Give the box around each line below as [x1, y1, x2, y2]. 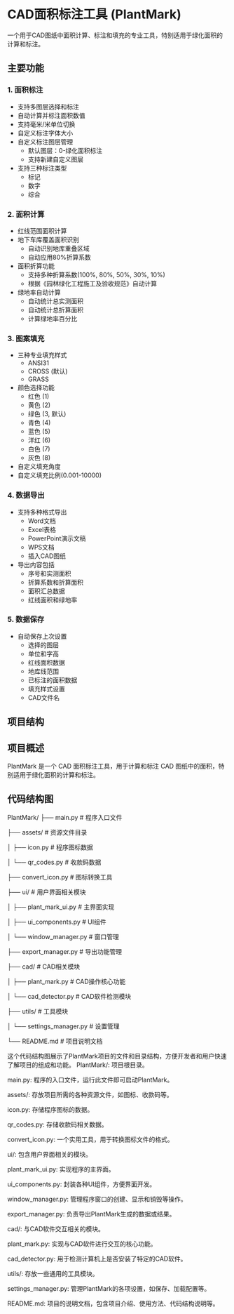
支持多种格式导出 [17, 507, 67, 516]
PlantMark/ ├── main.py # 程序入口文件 [7, 813, 123, 821]
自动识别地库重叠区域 [27, 244, 90, 253]
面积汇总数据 [27, 587, 65, 595]
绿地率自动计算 [17, 288, 61, 296]
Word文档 [27, 517, 56, 525]
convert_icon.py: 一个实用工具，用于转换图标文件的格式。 [7, 1135, 174, 1143]
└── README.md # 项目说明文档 [7, 1037, 103, 1045]
